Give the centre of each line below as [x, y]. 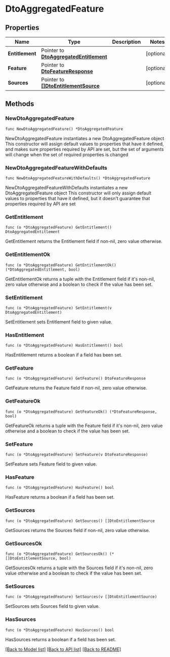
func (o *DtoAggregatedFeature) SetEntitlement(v [59, 308]
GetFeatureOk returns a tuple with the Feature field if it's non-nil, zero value [84, 425]
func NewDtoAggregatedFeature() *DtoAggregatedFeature [64, 129]
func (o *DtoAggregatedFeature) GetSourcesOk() [56, 554]
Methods [20, 104]
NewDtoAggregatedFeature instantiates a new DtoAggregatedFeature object [85, 138]
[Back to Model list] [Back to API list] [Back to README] [63, 649]
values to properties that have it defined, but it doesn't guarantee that [78, 198]
